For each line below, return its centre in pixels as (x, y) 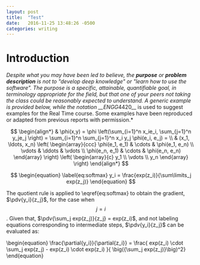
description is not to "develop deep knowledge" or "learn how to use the (96, 81)
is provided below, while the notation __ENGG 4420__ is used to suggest (95, 107)
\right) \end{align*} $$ (101, 164)
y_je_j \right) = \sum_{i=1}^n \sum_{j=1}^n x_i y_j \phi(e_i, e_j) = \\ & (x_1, (101, 138)
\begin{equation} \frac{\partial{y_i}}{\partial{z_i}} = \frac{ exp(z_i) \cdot (95, 243)
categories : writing (32, 29)
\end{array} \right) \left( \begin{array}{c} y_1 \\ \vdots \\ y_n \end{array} (101, 157)
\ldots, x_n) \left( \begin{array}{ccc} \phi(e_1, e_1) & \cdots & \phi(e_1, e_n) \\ (101, 145)
